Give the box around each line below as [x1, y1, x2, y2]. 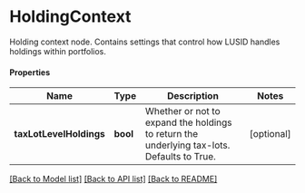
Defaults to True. [144, 150, 216, 163]
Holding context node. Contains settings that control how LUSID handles [9, 36, 280, 47]
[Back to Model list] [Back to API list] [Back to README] [9, 174, 218, 185]
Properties [9, 66, 51, 78]
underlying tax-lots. [144, 139, 231, 151]
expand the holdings [144, 116, 233, 129]
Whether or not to [144, 105, 221, 118]
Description [166, 90, 220, 102]
